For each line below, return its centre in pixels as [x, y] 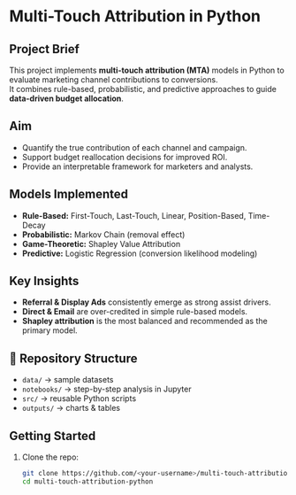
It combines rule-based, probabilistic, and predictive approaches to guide [143, 89]
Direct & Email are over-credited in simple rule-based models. [135, 312]
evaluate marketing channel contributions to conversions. [114, 80]
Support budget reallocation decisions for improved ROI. [125, 157]
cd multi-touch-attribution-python [87, 481]
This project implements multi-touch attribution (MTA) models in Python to [147, 70]
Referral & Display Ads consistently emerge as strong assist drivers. [146, 302]
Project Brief [44, 49]
